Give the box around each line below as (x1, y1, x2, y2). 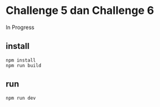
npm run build (5, 62, 42, 68)
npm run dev (5, 95, 36, 101)
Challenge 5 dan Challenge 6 (5, 4, 155, 18)
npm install (5, 57, 36, 63)
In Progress (5, 24, 35, 31)
